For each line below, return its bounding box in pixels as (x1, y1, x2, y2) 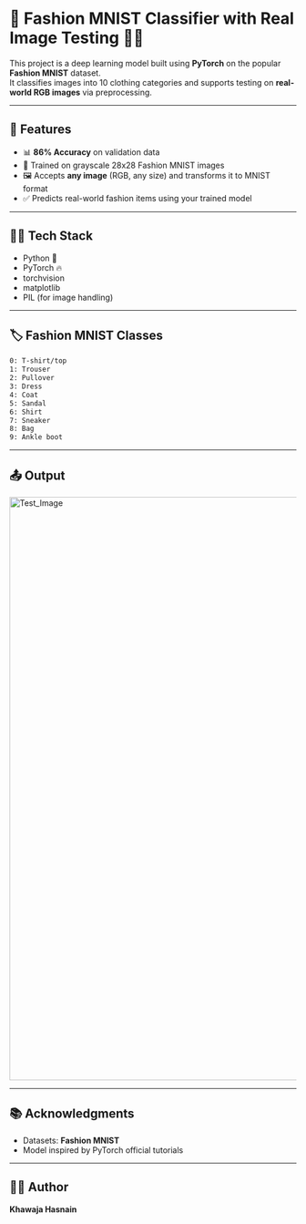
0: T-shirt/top (9, 356, 67, 365)
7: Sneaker (9, 416, 51, 425)
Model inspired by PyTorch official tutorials (22, 1144, 184, 1156)
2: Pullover (9, 374, 55, 383)
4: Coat (9, 390, 39, 399)
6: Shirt (9, 407, 43, 417)
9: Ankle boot (9, 433, 64, 442)
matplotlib (22, 282, 61, 293)
